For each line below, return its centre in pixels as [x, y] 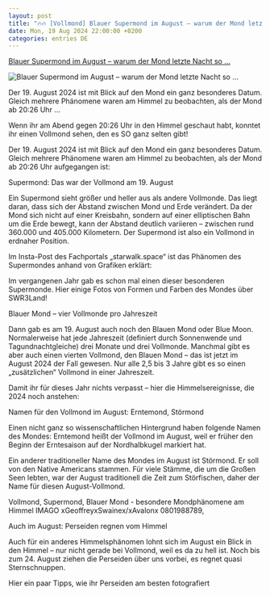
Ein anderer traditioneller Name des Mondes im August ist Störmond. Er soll [134, 460]
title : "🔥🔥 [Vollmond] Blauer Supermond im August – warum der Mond [127, 23]
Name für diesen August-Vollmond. [67, 486]
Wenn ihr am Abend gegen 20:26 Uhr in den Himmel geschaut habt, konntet [135, 125]
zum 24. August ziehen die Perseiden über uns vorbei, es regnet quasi [125, 559]
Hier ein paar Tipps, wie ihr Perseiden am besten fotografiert [109, 583]
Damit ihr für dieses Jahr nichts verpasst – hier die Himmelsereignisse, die [132, 388]
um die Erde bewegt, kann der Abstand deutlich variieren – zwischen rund [131, 224]
